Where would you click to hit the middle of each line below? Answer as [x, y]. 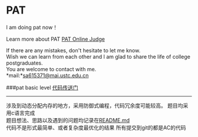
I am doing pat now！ [32, 27]
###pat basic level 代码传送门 [42, 87]
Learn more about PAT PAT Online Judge [55, 39]
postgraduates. [24, 63]
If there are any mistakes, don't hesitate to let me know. [73, 50]
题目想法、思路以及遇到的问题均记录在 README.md [68, 120]
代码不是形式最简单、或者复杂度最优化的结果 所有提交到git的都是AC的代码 [96, 128]
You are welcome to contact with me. [51, 69]
